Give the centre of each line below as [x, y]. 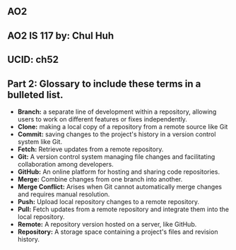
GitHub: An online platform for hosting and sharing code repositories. [119, 172]
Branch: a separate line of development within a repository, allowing [117, 112]
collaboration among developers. [66, 164]
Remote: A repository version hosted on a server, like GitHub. [107, 224]
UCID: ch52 [33, 60]
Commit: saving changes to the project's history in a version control [117, 134]
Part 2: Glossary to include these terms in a [104, 84]
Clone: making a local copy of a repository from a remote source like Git [123, 126]
